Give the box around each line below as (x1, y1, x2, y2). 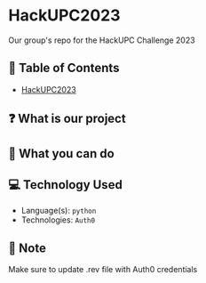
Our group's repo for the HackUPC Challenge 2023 (8, 35, 196, 45)
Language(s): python (20, 206, 97, 216)
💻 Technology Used (8, 177, 123, 192)
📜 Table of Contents (8, 61, 120, 76)
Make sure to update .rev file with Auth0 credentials (8, 264, 198, 275)
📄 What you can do (8, 146, 115, 161)
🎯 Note (8, 240, 46, 255)
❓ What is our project (8, 111, 126, 126)
